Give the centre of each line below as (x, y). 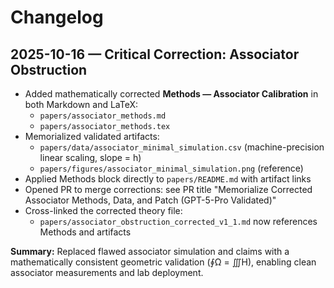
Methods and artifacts (85, 232)
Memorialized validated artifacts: (92, 136)
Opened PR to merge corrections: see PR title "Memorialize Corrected (168, 189)
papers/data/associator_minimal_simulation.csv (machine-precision (182, 147)
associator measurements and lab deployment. (107, 272)
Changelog (57, 17)
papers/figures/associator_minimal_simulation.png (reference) (171, 168)
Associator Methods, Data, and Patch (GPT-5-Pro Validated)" (150, 200)
